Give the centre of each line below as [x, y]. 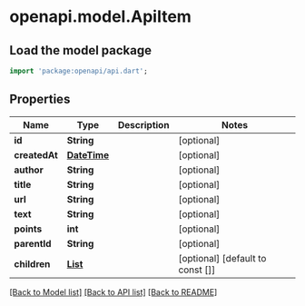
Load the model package [81, 50]
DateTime [88, 154]
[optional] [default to [222, 258]
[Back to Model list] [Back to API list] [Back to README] [113, 291]
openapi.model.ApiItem [101, 17]
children [32, 263]
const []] [197, 270]
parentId [33, 243]
